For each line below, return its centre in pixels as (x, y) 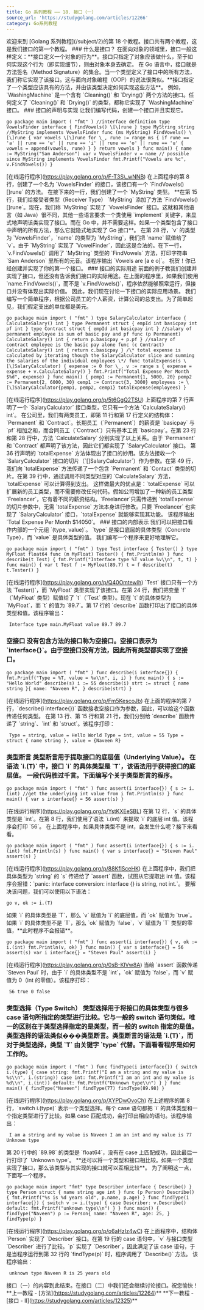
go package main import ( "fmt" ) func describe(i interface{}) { (92, 672)
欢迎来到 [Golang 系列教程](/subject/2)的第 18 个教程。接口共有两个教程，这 (102, 42)
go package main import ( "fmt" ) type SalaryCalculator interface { (97, 318)
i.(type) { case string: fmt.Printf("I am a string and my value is (95, 1073)
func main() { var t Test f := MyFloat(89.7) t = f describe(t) (90, 565)
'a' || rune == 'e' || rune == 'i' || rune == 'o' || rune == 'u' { (95, 143)
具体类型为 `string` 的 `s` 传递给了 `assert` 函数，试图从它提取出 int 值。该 (98, 876)
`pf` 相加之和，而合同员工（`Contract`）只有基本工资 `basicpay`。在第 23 (98, 430)
